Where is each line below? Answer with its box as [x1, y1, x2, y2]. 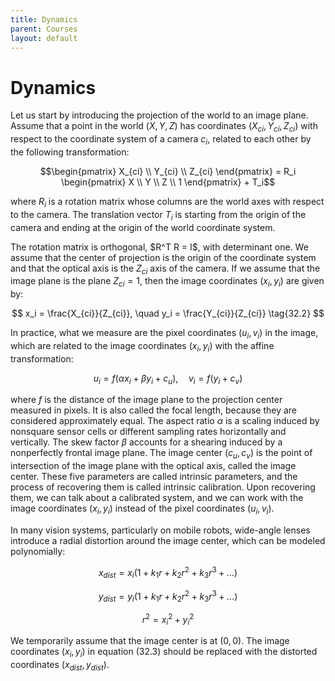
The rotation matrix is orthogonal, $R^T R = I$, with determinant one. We [10, 241, 309, 253]
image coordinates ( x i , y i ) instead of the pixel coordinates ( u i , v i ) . [10, 502, 275, 517]
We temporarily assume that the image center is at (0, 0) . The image [10, 635, 290, 647]
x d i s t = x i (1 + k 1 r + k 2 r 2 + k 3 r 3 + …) [98, 565, 238, 581]
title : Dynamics [10, 14, 78, 25]
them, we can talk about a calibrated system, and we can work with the [10, 492, 304, 504]
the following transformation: [10, 146, 130, 158]
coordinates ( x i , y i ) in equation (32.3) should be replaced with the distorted [10, 646, 318, 660]
